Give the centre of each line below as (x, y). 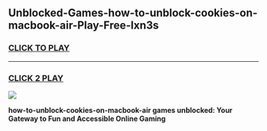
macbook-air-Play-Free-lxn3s (83, 26)
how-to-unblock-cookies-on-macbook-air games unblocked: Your (120, 110)
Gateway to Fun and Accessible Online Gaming (87, 118)
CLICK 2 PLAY (36, 78)
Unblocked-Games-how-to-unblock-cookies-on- (133, 13)
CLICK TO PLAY (39, 48)
